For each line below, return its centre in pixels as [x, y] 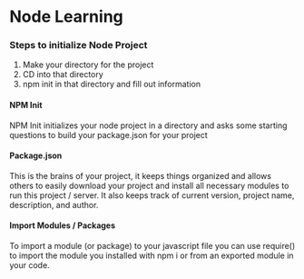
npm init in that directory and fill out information [112, 85]
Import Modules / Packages [63, 225]
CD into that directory [63, 75]
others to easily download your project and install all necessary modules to [149, 185]
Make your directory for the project [88, 65]
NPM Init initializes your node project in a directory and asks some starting [148, 125]
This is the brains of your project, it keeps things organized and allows [141, 175]
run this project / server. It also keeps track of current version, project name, [152, 195]
